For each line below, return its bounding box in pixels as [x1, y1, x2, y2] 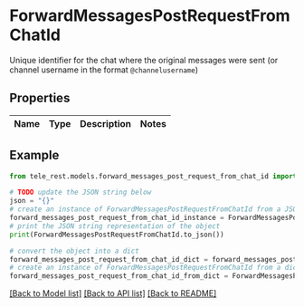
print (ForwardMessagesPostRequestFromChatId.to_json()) [9, 230, 224, 239]
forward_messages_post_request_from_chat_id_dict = [9, 254, 208, 264]
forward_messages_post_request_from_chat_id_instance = [9, 214, 224, 223]
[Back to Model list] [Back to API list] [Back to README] [9, 288, 217, 299]
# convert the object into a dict [9, 246, 140, 255]
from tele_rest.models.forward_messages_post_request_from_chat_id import [9, 171, 298, 181]
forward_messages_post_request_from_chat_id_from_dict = [9, 272, 229, 281]
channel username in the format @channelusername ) [9, 64, 199, 75]
